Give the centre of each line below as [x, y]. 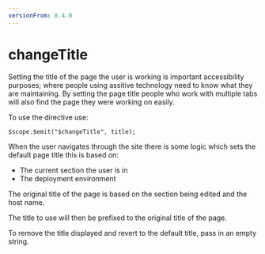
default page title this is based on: [63, 154]
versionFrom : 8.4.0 [40, 15]
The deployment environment [68, 178]
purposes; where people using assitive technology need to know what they [131, 85]
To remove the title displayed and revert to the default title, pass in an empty [132, 233]
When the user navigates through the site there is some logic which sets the [132, 146]
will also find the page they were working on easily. [92, 102]
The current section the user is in [74, 170]
